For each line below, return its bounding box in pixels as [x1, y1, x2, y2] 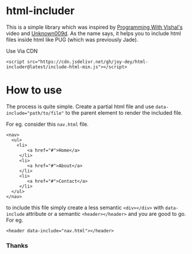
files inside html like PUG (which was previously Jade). [6, 36, 139, 43]
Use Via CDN [6, 47, 38, 54]
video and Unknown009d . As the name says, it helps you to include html [6, 29, 181, 36]
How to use [6, 83, 62, 97]
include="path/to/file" [6, 110, 65, 116]
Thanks [6, 241, 28, 249]
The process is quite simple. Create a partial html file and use [6, 103, 154, 110]
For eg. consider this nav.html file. [6, 121, 89, 128]
